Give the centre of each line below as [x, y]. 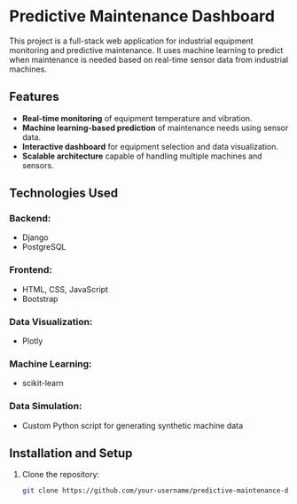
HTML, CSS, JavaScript [65, 289]
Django [35, 237]
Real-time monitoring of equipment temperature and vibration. [137, 118]
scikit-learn [43, 384]
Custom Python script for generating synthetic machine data [133, 425]
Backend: [30, 219]
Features [34, 97]
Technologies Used [63, 194]
